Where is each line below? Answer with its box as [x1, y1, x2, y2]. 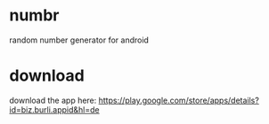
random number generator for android [9, 35, 150, 45]
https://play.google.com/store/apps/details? [98, 95, 260, 105]
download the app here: [9, 95, 97, 105]
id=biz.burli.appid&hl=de [9, 104, 100, 115]
